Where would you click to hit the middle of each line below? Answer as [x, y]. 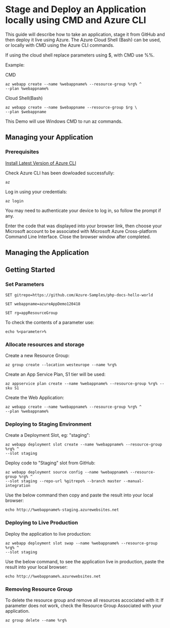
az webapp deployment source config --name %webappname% [67, 473]
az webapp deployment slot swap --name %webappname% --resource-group [81, 543]
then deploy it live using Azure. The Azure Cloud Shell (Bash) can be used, [83, 40]
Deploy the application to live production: [48, 534]
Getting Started [30, 270]
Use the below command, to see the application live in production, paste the [85, 561]
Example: [15, 65]
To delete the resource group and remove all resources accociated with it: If [84, 600]
